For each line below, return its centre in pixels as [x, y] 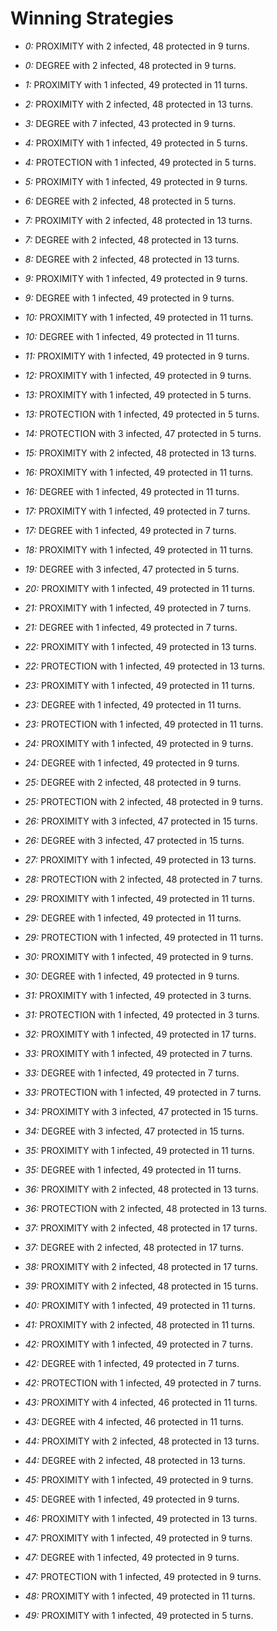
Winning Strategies [92, 18]
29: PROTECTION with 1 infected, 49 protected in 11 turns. [144, 937]
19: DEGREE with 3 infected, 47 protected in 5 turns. [132, 569]
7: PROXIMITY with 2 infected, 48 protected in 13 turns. [138, 220]
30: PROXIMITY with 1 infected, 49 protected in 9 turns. [139, 956]
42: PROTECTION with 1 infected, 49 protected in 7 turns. [143, 1383]
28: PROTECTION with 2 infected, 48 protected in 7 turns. [143, 879]
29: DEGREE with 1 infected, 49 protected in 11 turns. [133, 918]
